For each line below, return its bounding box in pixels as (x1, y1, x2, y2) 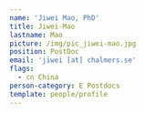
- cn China (17, 73, 59, 82)
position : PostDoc (9, 47, 79, 56)
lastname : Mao (9, 30, 64, 39)
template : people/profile (9, 89, 108, 98)
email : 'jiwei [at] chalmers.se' (9, 56, 137, 65)
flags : (9, 65, 35, 74)
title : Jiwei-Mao (9, 22, 76, 31)
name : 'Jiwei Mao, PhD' (9, 13, 100, 23)
